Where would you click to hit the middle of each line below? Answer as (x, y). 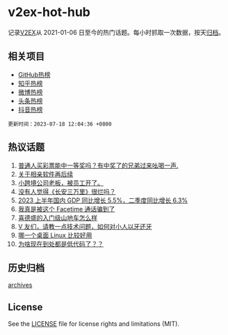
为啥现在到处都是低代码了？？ (60, 244)
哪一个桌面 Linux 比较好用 (55, 235)
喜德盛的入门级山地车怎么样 (58, 218)
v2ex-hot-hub (49, 12)
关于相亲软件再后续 (46, 174)
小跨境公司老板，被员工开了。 (60, 183)
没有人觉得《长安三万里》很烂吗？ (67, 191)
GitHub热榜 (34, 75)
